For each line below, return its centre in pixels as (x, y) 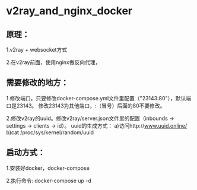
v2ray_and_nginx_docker (69, 11)
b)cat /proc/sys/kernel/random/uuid (50, 132)
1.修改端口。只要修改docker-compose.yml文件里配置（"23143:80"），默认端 (99, 98)
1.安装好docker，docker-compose (48, 168)
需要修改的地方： (37, 83)
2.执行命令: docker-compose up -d (49, 180)
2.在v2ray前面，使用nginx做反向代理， (53, 62)
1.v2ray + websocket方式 (36, 50)
